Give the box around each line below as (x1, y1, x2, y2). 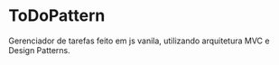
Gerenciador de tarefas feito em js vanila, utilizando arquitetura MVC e (8, 35, 270, 46)
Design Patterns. (8, 44, 71, 55)
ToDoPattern (8, 5, 106, 26)
